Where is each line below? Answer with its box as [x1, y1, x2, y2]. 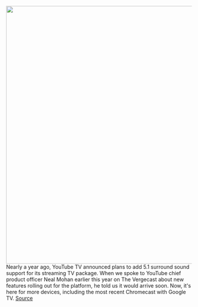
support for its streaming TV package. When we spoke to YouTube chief [6, 270, 181, 276]
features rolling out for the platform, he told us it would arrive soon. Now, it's [6, 282, 192, 289]
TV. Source [6, 295, 34, 302]
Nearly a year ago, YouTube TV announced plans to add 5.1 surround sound [6, 263, 190, 270]
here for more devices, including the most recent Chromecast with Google [6, 289, 187, 295]
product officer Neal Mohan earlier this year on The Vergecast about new [6, 276, 184, 283]
